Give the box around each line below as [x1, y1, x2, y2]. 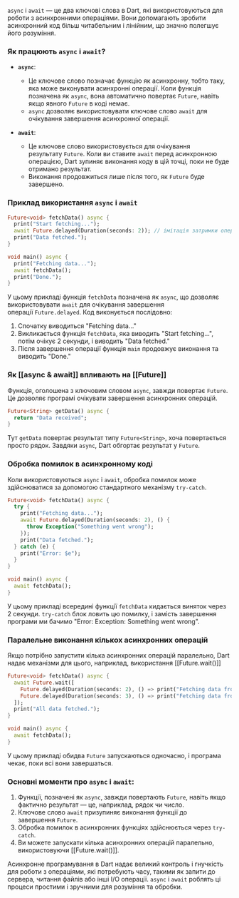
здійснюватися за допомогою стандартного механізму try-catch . [7, 483, 207, 491]
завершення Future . [17, 816, 78, 825]
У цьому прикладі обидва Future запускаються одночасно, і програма [7, 751, 222, 760]
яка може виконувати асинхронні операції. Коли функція [28, 84, 201, 93]
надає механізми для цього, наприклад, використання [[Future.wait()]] [7, 659, 222, 668]
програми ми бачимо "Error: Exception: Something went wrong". [7, 617, 201, 626]
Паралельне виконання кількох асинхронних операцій [7, 635, 208, 645]
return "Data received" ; [14, 414, 87, 422]
